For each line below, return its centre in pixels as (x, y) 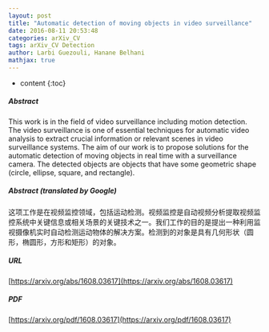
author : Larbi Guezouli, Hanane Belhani (77, 53)
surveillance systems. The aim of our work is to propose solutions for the (128, 147)
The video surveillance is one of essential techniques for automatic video (129, 130)
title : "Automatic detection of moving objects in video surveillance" (130, 23)
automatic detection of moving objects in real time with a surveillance (123, 155)
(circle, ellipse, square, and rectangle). (72, 172)
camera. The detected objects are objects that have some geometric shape (132, 164)
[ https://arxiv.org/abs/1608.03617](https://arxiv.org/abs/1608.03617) (121, 281)
